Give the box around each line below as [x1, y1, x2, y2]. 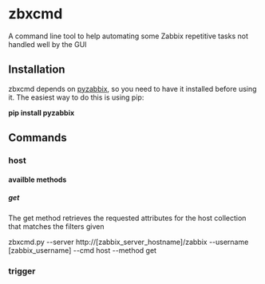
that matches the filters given [8, 221, 105, 231]
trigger [8, 265, 36, 276]
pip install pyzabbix [8, 108, 75, 117]
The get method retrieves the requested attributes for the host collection [8, 213, 247, 223]
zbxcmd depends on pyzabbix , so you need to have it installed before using [8, 84, 257, 93]
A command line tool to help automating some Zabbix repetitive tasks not [8, 31, 249, 41]
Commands [8, 131, 68, 144]
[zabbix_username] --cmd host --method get [8, 245, 157, 255]
